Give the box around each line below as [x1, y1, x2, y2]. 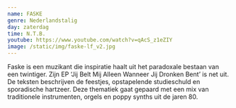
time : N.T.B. [7, 30, 46, 37]
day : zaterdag [7, 23, 50, 30]
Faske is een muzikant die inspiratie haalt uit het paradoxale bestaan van [7, 63, 220, 71]
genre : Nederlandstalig [7, 17, 78, 24]
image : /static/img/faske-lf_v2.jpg [7, 43, 116, 50]
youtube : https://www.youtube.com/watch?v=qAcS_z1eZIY [7, 37, 173, 44]
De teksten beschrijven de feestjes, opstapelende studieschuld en [7, 78, 201, 85]
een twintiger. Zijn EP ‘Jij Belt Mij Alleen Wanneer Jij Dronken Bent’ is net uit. [7, 70, 229, 78]
